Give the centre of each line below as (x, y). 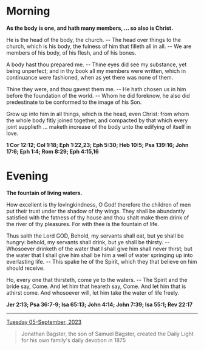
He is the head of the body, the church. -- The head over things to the (93, 39)
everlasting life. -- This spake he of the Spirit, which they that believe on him (102, 261)
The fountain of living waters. (44, 193)
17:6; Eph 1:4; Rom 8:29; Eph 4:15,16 (53, 151)
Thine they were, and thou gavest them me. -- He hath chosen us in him (96, 89)
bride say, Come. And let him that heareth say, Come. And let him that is (96, 286)
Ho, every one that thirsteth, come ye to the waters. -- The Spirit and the (97, 280)
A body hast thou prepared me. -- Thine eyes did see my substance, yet (97, 64)
